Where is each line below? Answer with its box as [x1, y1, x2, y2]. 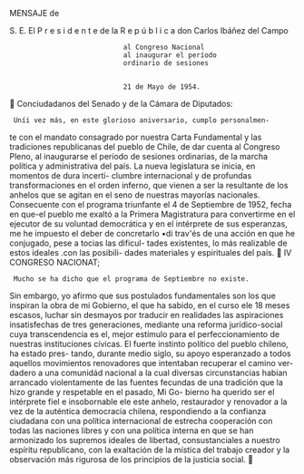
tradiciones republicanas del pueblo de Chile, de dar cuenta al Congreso [9, 141, 280, 152]
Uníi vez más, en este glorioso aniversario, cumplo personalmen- [13, 116, 270, 125]
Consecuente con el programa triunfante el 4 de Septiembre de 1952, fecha [9, 199, 292, 209]
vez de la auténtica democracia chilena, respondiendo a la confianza [9, 406, 267, 416]
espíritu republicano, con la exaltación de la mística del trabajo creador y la [9, 444, 290, 455]
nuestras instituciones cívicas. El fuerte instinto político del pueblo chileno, [9, 339, 289, 349]
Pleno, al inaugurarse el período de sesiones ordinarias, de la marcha [9, 151, 269, 161]
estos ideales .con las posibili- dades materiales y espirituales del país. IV [9, 247, 292, 257]
